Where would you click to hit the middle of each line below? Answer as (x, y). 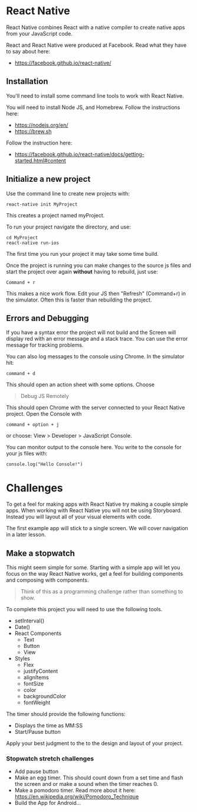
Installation (27, 81)
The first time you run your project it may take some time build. (83, 253)
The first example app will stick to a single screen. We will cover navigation (97, 528)
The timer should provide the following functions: (66, 714)
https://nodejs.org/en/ (42, 125)
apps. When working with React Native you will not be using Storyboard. (94, 511)
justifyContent (41, 671)
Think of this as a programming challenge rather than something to (102, 592)
